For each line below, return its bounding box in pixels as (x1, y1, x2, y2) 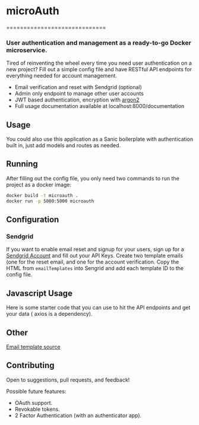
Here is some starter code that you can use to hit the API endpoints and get (6, 304, 191, 311)
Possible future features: (6, 388, 67, 395)
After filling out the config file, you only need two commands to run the (6, 175, 179, 182)
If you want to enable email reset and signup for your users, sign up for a (6, 246, 184, 253)
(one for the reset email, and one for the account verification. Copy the (6, 258, 179, 265)
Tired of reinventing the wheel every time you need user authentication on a (6, 59, 192, 66)
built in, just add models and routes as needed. (6, 142, 121, 149)
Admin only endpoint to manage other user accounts (14, 90, 144, 97)
